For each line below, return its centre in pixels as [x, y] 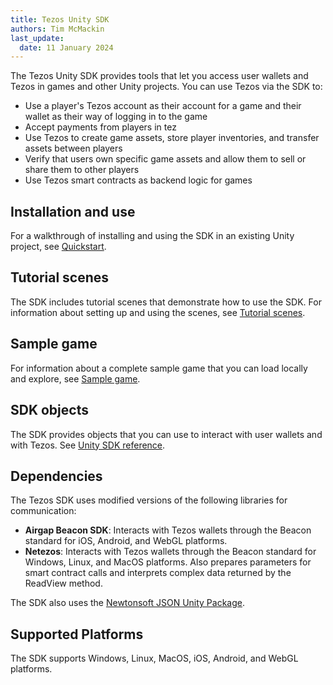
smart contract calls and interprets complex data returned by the [158, 573]
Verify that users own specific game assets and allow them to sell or [165, 159]
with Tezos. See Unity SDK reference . [88, 445]
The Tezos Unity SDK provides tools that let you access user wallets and [159, 76]
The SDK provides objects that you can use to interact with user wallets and [166, 434]
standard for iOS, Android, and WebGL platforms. [126, 541]
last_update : [37, 38]
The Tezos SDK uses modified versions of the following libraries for [149, 500]
